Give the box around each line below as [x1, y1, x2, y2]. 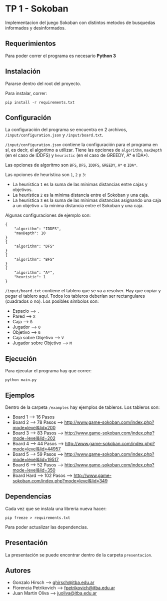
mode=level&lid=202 [12, 435, 56, 441]
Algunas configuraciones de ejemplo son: [5, 212, 91, 218]
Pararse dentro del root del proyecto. [5, 81, 81, 87]
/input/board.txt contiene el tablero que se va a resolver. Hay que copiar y [5, 288, 161, 294]
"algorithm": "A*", [14, 270, 55, 275]
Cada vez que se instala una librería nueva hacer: [5, 505, 107, 511]
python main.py [5, 377, 37, 383]
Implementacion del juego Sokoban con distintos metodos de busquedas [5, 20, 155, 26]
